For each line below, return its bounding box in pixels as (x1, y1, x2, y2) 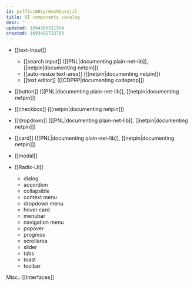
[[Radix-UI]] (14, 164, 44, 171)
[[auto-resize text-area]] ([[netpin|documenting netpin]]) (23, 70, 160, 78)
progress (23, 231, 46, 238)
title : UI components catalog (6, 14, 81, 20)
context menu (23, 194, 57, 201)
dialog (23, 175, 39, 182)
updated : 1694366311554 (6, 25, 65, 31)
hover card (23, 206, 50, 213)
